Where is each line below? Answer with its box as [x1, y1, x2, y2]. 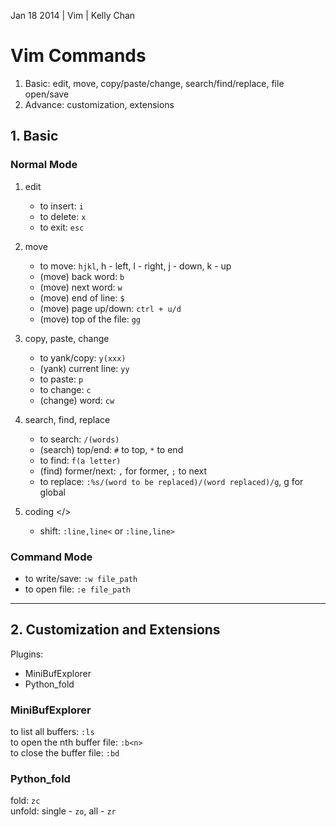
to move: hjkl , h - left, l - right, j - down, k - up [39, 260, 232, 272]
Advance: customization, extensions [24, 98, 175, 110]
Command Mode [10, 550, 93, 564]
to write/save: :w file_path [24, 572, 138, 584]
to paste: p [39, 373, 84, 385]
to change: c [39, 383, 92, 395]
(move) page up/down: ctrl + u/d [39, 302, 182, 314]
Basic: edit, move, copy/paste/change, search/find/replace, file [24, 77, 285, 89]
